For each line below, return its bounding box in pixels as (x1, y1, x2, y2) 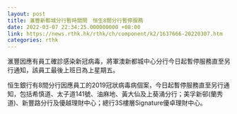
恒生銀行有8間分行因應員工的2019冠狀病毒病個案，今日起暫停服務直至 (7, 81, 212, 89)
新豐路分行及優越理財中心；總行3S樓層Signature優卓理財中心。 (22, 98, 207, 107)
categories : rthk (7, 37, 59, 44)
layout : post (7, 10, 46, 18)
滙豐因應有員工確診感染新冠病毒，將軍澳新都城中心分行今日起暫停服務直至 (7, 57, 224, 66)
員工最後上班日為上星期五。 (37, 66, 119, 74)
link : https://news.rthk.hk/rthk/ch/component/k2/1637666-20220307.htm (7, 30, 223, 38)
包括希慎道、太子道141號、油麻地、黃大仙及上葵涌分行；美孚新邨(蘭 (19, 90, 217, 98)
